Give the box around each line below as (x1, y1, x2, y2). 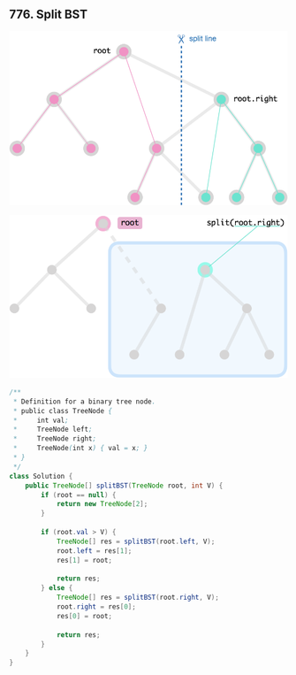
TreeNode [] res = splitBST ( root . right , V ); (56, 593, 219, 602)
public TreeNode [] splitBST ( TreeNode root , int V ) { (25, 481, 224, 490)
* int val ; (12, 416, 69, 425)
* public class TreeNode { (12, 406, 113, 415)
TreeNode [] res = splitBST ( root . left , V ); (56, 537, 216, 546)
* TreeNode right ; (12, 434, 97, 443)
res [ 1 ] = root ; (56, 556, 113, 564)
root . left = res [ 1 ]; (56, 546, 133, 556)
